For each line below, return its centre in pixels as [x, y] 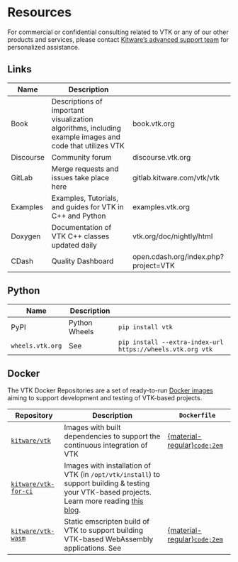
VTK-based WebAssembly [109, 539]
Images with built [92, 428]
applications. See [93, 549]
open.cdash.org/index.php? [178, 256]
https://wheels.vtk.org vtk [165, 349]
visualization [72, 119]
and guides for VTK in [87, 206]
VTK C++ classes [80, 236]
